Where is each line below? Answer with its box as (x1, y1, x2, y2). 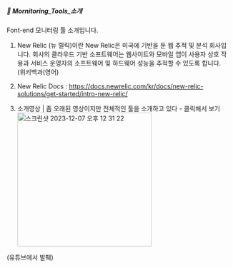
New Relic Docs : (16, 82, 68, 91)
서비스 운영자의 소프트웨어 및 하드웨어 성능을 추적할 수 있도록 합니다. (30, 58, 222, 67)
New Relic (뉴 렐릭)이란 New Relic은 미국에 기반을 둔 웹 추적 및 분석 (16, 41, 208, 49)
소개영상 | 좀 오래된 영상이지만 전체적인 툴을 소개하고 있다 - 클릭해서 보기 (16, 104, 221, 113)
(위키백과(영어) (16, 68, 59, 76)
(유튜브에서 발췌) (6, 253, 54, 262)
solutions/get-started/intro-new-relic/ (16, 89, 128, 98)
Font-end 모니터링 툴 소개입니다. (6, 26, 99, 34)
